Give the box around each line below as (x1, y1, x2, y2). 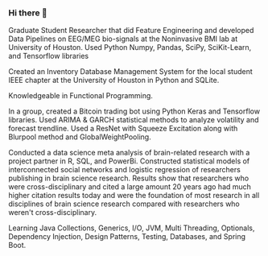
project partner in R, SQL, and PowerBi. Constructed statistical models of (8, 156, 250, 166)
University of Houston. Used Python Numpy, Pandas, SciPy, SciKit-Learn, (8, 43, 252, 52)
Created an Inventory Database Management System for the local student (8, 67, 254, 76)
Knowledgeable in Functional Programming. (8, 91, 153, 101)
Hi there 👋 (8, 7, 48, 19)
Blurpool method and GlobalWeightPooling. (8, 132, 151, 142)
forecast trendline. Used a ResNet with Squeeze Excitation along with (8, 124, 238, 134)
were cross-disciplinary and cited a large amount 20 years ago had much (8, 182, 252, 192)
